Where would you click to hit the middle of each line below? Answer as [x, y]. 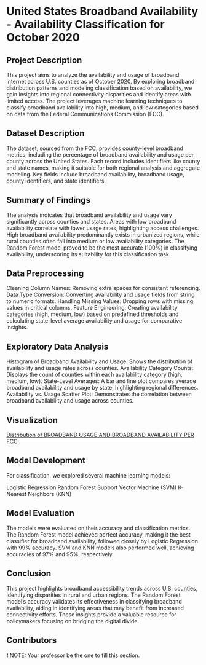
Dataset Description [46, 133]
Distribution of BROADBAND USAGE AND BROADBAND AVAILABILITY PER [101, 435]
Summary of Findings [49, 200]
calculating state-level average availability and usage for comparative [94, 321]
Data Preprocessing [45, 274]
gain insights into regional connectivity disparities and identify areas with [99, 94]
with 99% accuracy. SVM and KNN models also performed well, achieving [100, 548]
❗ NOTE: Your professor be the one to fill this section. [73, 655]
